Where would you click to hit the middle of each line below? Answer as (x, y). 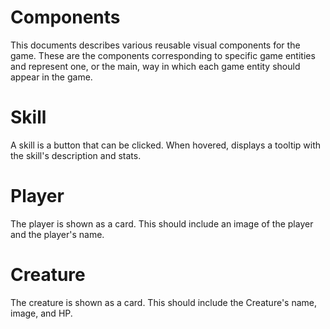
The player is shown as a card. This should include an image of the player (162, 223)
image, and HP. (41, 313)
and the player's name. (57, 234)
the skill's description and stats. (76, 155)
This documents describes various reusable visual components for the (155, 45)
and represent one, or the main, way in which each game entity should (155, 66)
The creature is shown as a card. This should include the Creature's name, (163, 302)
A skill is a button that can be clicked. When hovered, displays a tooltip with (166, 145)
